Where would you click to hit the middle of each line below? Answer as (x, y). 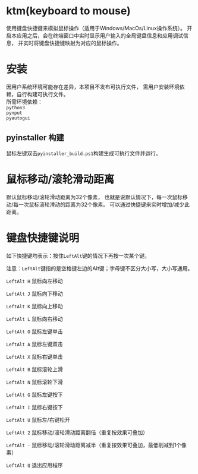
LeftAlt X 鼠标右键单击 (35, 356)
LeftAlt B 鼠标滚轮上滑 (35, 369)
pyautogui (18, 118)
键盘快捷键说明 (43, 238)
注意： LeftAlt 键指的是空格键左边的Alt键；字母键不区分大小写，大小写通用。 (100, 268)
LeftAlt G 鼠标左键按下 (35, 394)
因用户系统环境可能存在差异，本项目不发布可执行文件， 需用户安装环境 (93, 87)
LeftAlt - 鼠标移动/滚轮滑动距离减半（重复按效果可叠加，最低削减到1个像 (97, 445)
